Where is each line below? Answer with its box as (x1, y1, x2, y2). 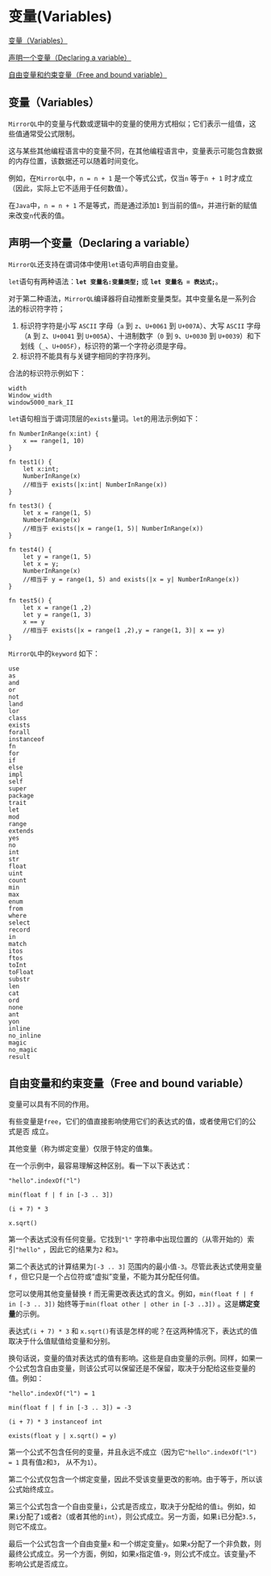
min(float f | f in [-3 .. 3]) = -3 (8, 1404, 131, 1412)
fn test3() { (8, 502, 52, 510)
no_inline (8, 1032, 42, 1040)
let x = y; (23, 560, 60, 568)
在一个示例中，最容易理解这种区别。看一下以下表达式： (8, 1161, 192, 1170)
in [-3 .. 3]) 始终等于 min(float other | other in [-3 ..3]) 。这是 (8, 1299, 240, 1309)
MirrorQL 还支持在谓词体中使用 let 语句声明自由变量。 (8, 259, 183, 269)
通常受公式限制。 (22, 128, 79, 138)
